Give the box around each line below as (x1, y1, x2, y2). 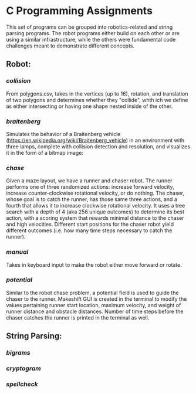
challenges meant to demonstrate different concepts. (6, 42, 135, 49)
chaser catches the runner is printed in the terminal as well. (6, 314, 150, 321)
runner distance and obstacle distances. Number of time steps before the (6, 308, 184, 315)
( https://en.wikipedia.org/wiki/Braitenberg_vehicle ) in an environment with (6, 137, 185, 144)
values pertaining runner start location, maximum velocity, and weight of (6, 301, 181, 308)
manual (6, 248, 29, 256)
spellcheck (6, 380, 38, 388)
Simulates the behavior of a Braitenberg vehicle (6, 130, 121, 137)
